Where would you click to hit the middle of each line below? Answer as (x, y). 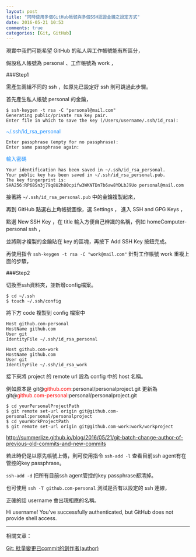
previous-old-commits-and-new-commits (56, 444)
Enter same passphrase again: (43, 147)
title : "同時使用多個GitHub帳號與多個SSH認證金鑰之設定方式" (73, 17)
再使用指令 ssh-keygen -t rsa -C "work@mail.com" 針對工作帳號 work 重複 (95, 254)
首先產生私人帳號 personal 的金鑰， (49, 99)
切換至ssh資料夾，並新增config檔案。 (51, 285)
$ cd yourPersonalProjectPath (43, 406)
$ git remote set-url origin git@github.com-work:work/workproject (90, 427)
